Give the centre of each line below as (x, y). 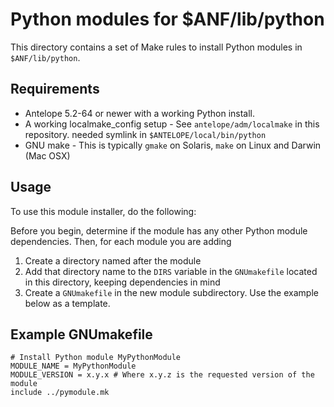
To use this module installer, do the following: (103, 211)
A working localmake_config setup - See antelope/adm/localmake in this (172, 124)
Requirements (55, 89)
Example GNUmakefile (81, 334)
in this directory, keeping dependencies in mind (122, 282)
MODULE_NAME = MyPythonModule (73, 366)
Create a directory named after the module (113, 260)
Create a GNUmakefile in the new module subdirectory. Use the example (171, 292)
